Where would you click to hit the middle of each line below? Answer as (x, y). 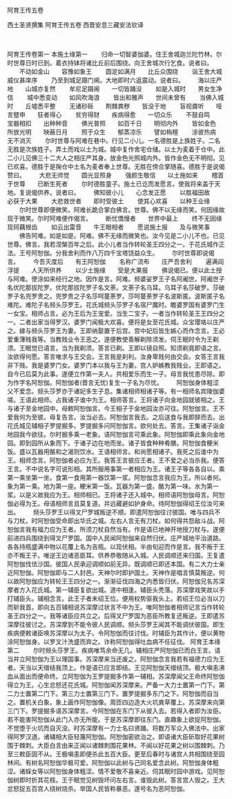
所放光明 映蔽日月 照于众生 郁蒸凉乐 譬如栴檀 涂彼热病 (112, 132)
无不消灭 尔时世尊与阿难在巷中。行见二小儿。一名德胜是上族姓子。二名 (114, 141)
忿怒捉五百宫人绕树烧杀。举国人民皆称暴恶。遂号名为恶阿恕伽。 (98, 789)
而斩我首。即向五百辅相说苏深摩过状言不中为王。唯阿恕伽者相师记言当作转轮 (116, 607)
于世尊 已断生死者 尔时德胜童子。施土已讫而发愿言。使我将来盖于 (111, 184)
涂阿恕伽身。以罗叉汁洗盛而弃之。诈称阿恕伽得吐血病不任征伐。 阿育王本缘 (114, 642)
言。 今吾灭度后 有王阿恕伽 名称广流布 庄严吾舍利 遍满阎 (116, 262)
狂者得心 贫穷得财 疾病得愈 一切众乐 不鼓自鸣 (124, 115)
